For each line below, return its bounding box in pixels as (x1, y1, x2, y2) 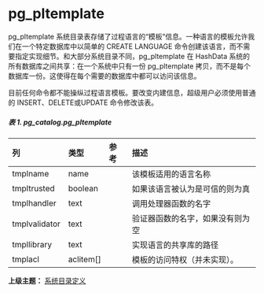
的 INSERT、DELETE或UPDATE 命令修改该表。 (8, 98, 159, 107)
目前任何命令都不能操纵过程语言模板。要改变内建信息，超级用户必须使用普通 (8, 87, 256, 97)
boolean (68, 183, 98, 194)
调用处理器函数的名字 (132, 198, 211, 209)
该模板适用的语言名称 (132, 169, 211, 180)
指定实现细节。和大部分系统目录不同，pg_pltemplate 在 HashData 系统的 (14, 51, 250, 61)
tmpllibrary (12, 239, 53, 250)
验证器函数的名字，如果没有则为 (132, 213, 251, 224)
